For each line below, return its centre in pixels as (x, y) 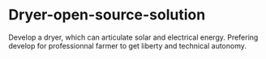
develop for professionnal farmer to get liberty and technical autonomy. (128, 45)
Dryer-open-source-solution (107, 15)
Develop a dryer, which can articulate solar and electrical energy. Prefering (133, 37)
